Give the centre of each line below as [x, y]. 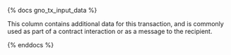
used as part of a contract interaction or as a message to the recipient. [110, 31]
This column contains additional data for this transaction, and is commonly [115, 24]
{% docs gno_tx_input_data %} [52, 10]
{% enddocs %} [31, 45]
